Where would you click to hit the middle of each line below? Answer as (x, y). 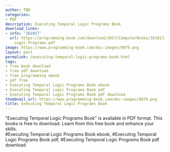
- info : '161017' (24, 33)
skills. (11, 129)
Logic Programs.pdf (35, 43)
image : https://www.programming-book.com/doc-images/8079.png (72, 47)
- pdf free (17, 80)
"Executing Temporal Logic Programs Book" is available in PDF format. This (84, 118)
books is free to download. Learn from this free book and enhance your (80, 124)
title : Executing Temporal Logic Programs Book (56, 104)
